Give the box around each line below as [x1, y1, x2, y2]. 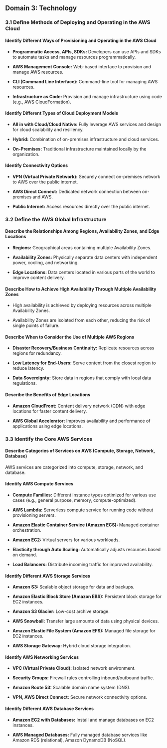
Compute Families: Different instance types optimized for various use [12, 492, 156, 498]
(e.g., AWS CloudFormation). [12, 99, 71, 105]
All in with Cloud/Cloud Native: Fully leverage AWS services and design [12, 121, 161, 127]
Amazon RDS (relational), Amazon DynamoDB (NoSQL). [12, 737, 127, 743]
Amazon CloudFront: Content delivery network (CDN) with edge [12, 403, 146, 409]
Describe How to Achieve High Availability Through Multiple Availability [5, 286, 157, 292]
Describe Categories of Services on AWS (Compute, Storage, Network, [5, 448, 156, 454]
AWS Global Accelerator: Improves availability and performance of [12, 418, 151, 424]
